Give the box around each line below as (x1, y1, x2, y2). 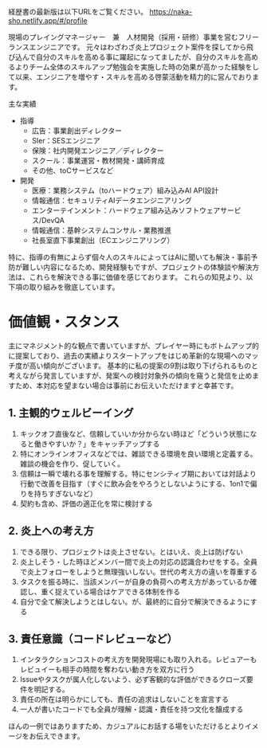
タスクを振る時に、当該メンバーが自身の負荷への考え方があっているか (19, 577, 250, 586)
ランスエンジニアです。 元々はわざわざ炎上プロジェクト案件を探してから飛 (8, 42, 253, 52)
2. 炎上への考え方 (8, 524, 94, 538)
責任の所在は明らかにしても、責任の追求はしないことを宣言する (19, 695, 230, 704)
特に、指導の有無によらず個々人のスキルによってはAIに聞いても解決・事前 (8, 253, 251, 261)
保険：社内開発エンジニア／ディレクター (31, 146, 165, 155)
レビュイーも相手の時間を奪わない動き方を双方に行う (19, 664, 195, 675)
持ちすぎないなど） (33, 488, 97, 498)
